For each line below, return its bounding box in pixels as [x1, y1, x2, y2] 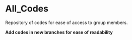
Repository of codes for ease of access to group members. [5, 19, 128, 25]
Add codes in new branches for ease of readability [5, 29, 113, 35]
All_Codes [5, 3, 49, 14]
